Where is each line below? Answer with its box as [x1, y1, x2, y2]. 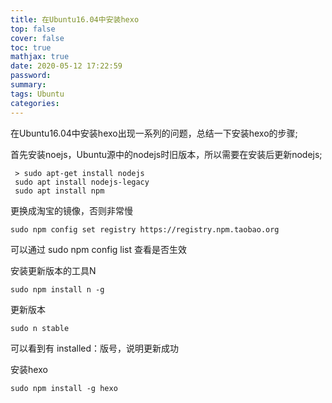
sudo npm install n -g [10, 284, 105, 295]
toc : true [10, 42, 52, 53]
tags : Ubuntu [10, 89, 65, 99]
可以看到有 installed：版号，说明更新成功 [10, 342, 180, 354]
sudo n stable [10, 323, 70, 333]
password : [10, 71, 52, 81]
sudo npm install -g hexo [10, 383, 118, 393]
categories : [10, 98, 60, 108]
